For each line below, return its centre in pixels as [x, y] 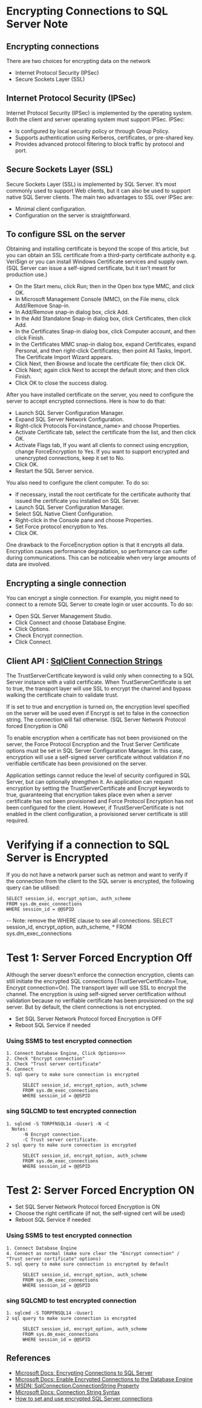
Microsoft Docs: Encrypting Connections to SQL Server [84, 1373]
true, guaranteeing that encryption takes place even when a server [89, 795]
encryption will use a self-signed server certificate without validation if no [98, 757]
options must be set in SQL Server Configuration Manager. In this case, [95, 751]
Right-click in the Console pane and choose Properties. [84, 520]
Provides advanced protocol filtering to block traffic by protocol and [99, 144]
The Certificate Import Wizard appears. [64, 357]
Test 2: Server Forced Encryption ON [100, 1190]
